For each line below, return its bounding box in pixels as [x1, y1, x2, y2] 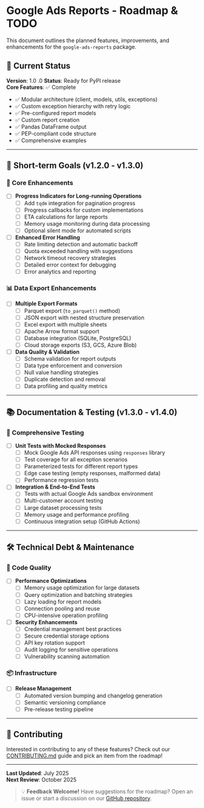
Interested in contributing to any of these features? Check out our [6, 745, 171, 753]
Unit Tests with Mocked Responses [15, 442, 106, 449]
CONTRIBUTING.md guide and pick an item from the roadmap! [6, 752, 163, 759]
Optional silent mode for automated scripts [24, 226, 132, 234]
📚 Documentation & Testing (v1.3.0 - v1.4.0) [6, 407, 178, 417]
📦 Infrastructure [6, 669, 57, 677]
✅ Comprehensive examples [15, 136, 87, 144]
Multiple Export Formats [15, 300, 78, 307]
